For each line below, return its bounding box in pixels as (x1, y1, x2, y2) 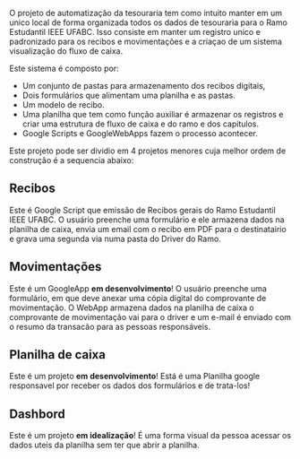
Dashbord (9, 406, 65, 421)
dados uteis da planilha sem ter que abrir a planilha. (9, 439, 200, 451)
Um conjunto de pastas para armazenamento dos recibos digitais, (21, 81, 266, 91)
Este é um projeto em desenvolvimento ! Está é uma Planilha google (9, 371, 261, 382)
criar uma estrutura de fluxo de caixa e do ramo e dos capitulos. (21, 118, 260, 129)
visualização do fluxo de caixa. (9, 46, 124, 56)
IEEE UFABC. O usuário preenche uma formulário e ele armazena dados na (9, 214, 285, 225)
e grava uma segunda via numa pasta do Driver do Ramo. (9, 233, 221, 244)
